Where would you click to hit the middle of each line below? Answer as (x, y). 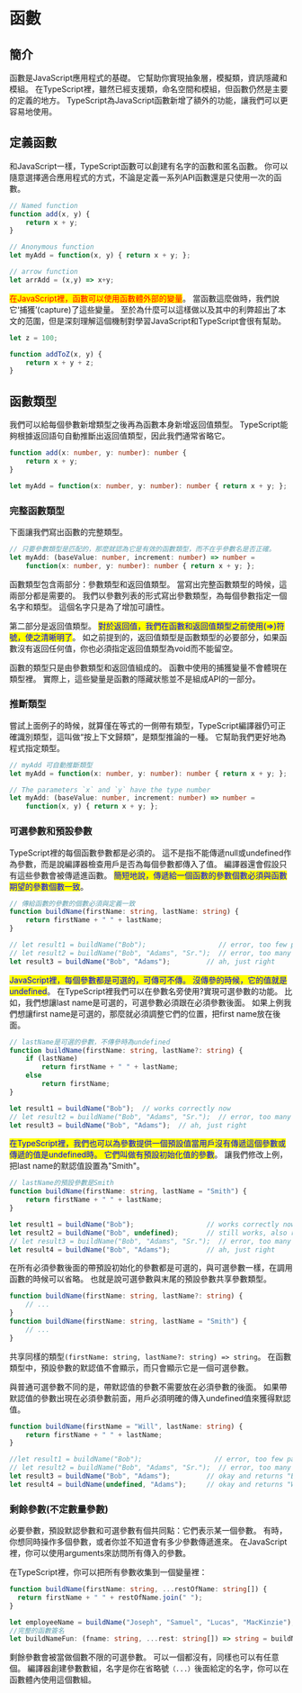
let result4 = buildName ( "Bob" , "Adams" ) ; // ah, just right (142, 1249)
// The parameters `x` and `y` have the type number (110, 790)
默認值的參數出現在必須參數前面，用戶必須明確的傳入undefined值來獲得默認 (150, 1398)
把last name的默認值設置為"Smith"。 (77, 1166)
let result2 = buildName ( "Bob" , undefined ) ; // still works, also (148, 1233)
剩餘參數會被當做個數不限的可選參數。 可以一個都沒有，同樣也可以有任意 (144, 1657)
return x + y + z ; (60, 362)
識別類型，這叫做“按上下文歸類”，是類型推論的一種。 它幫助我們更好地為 (151, 737)
